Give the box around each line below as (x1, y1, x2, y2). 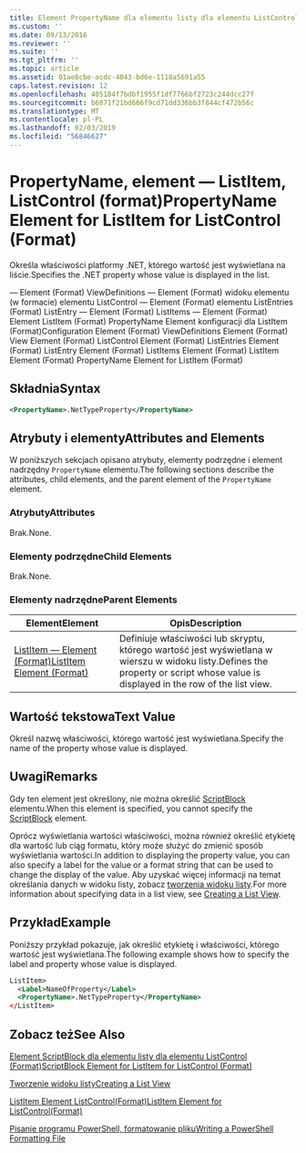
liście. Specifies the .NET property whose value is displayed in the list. (9, 269, 270, 280)
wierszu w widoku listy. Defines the (118, 655, 269, 668)
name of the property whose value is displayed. (9, 743, 189, 754)
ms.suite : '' (9, 47, 59, 57)
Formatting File (9, 1132, 66, 1144)
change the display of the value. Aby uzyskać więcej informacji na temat (9, 869, 281, 880)
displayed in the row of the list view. (118, 678, 273, 691)
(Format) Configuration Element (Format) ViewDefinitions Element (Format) (9, 325, 289, 336)
